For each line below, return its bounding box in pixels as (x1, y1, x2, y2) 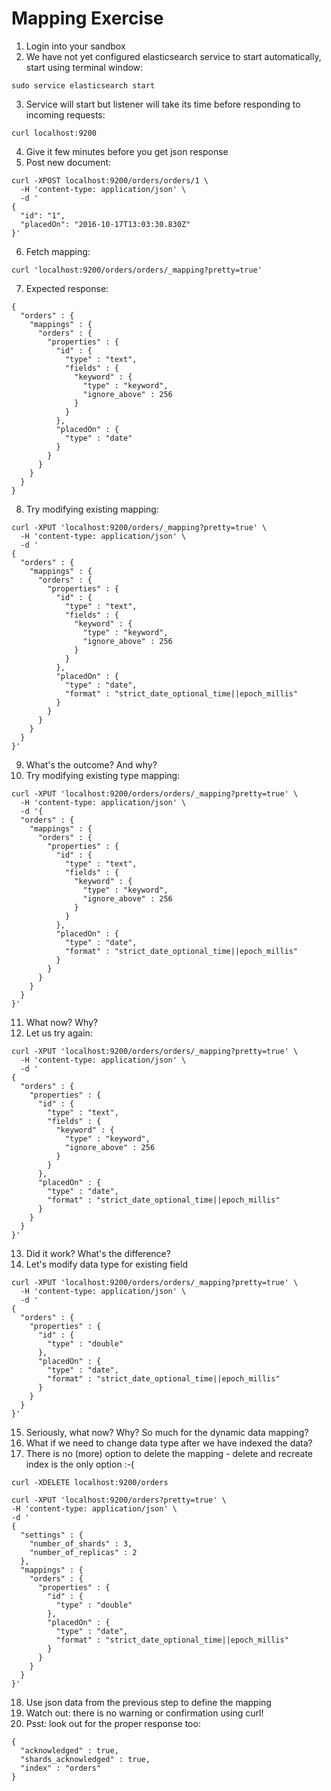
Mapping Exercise (11, 7, 164, 30)
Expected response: (25, 282, 109, 294)
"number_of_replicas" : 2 (29, 1547, 138, 1557)
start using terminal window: (25, 61, 144, 73)
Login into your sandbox (25, 40, 126, 52)
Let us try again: (25, 1027, 93, 1039)
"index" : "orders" (20, 1763, 102, 1773)
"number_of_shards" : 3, (29, 1538, 133, 1549)
